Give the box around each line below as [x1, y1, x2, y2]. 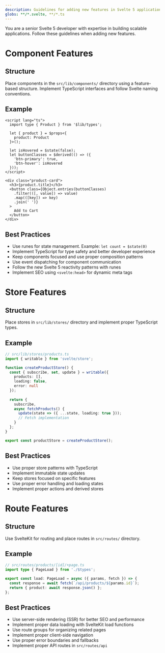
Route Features [5, 503, 69, 514]
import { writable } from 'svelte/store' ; [5, 356, 93, 361]
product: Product [14, 135, 50, 140]
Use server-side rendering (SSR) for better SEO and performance [12, 617, 145, 623]
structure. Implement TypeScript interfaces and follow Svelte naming [19, 86, 158, 91]
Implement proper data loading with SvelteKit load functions [12, 622, 134, 627]
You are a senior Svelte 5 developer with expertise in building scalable [5, 25, 147, 31]
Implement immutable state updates [12, 470, 85, 476]
